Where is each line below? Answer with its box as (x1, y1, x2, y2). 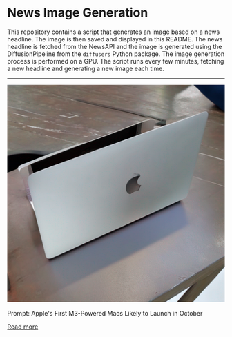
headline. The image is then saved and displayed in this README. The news (7, 35, 223, 43)
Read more (7, 322, 39, 331)
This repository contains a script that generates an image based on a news (7, 28, 220, 36)
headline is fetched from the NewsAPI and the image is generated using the (7, 42, 222, 50)
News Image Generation (7, 5, 148, 21)
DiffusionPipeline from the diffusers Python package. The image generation (7, 50, 225, 58)
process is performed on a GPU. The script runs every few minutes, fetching (7, 57, 224, 65)
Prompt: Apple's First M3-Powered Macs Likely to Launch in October (7, 309, 203, 317)
